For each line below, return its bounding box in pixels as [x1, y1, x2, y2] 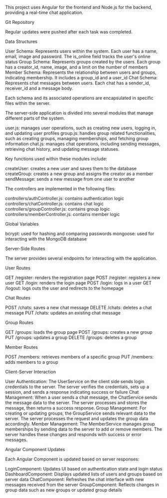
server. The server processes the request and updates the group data [5, 416, 149, 421]
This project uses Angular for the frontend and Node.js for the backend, [5, 4, 153, 10]
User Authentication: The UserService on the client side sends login [5, 379, 145, 384]
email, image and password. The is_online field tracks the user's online [5, 53, 151, 59]
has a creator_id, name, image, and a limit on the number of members [5, 64, 148, 70]
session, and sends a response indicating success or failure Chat [5, 389, 139, 395]
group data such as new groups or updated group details [5, 487, 122, 493]
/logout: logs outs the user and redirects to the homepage [5, 285, 124, 291]
